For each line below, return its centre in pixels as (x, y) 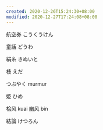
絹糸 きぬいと (22, 59)
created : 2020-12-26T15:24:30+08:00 (50, 11)
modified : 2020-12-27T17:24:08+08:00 (52, 17)
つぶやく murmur (26, 84)
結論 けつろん (22, 121)
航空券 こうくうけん (30, 34)
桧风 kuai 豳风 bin (27, 108)
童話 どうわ (19, 47)
